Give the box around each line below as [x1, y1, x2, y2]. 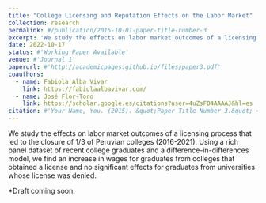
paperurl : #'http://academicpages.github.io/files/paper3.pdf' [8, 63, 222, 71]
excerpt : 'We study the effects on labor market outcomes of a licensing [8, 33, 257, 42]
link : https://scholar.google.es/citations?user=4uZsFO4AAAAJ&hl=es [22, 100, 253, 107]
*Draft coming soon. [8, 186, 75, 195]
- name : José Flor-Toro [15, 92, 93, 100]
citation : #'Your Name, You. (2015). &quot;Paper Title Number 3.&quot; [8, 107, 253, 115]
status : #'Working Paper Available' [8, 48, 129, 56]
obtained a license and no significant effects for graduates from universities [8, 163, 256, 171]
